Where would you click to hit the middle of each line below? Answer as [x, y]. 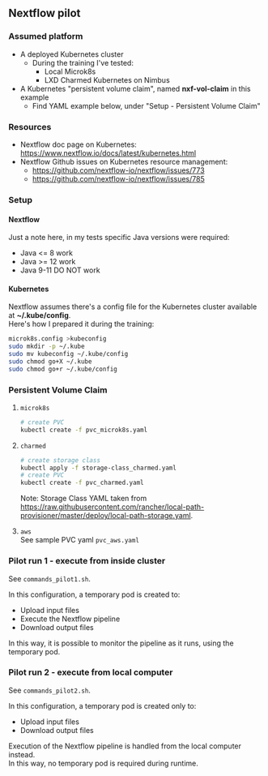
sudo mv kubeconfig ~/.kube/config [68, 354]
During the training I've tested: [83, 62]
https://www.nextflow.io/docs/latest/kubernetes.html [108, 152]
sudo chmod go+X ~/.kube [50, 361]
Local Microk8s [70, 71]
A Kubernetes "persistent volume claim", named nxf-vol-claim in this [135, 88]
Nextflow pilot [45, 13]
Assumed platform [46, 36]
